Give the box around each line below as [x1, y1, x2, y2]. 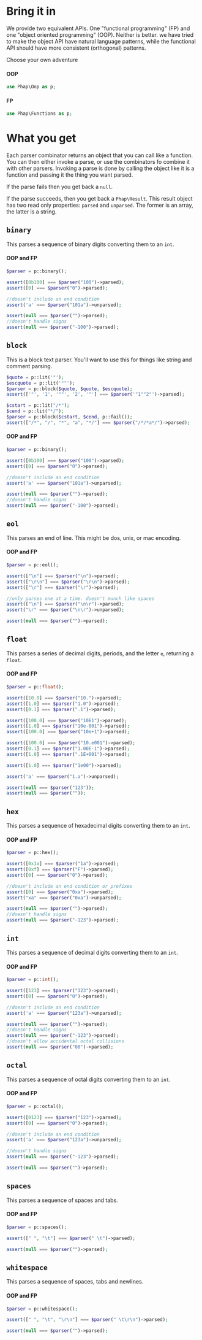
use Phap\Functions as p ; [6, 110, 72, 117]
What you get [6, 131, 77, 145]
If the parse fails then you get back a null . [6, 183, 113, 191]
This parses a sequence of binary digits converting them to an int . [6, 241, 174, 248]
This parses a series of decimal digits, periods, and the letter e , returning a [6, 649, 194, 657]
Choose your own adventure [6, 56, 78, 63]
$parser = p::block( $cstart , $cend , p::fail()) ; [6, 414, 133, 420]
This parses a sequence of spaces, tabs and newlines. [6, 1278, 144, 1285]
